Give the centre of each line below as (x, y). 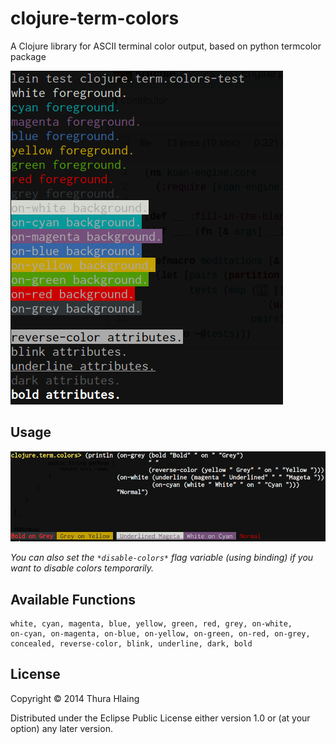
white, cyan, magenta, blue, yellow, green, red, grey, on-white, (151, 624)
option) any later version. (61, 728)
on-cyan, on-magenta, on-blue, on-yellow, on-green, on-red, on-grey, (160, 634)
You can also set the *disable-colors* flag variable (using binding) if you (162, 558)
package (28, 56)
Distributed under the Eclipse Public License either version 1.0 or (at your (160, 718)
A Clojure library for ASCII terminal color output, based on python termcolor (166, 46)
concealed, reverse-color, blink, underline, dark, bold (131, 644)
